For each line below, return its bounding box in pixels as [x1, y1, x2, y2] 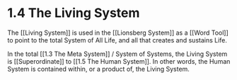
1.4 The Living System [7, 5, 140, 21]
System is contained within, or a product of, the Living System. [7, 64, 190, 73]
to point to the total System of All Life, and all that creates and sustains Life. [7, 35, 228, 44]
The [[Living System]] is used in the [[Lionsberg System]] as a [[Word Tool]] [7, 28, 229, 37]
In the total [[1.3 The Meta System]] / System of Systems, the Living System [7, 50, 228, 58]
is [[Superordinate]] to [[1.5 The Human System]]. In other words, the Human [7, 57, 231, 65]
